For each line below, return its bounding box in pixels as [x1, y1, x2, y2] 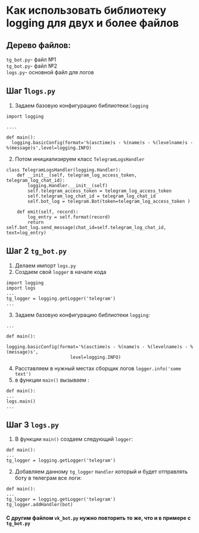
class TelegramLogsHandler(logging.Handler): [6, 167, 121, 173]
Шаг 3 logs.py [6, 420, 60, 430]
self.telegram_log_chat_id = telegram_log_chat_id [27, 193, 156, 199]
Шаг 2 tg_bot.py [6, 246, 67, 256]
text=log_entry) [6, 230, 46, 236]
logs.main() [6, 398, 36, 404]
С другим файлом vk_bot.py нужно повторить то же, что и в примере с [6, 514, 191, 522]
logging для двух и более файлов [6, 16, 179, 30]
